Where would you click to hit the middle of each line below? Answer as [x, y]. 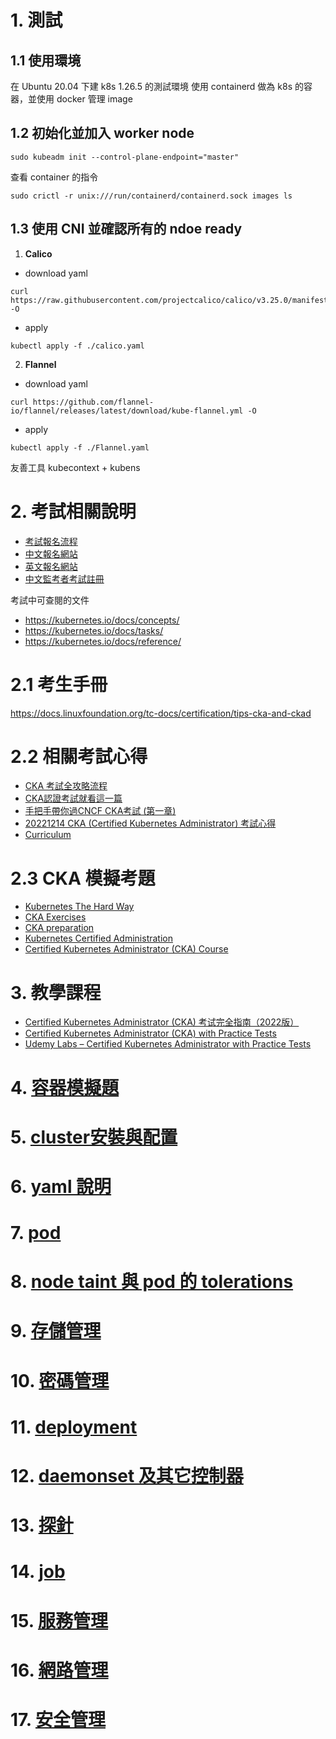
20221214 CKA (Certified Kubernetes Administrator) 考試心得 [150, 823]
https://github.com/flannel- [93, 402]
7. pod [36, 1233]
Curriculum [48, 835]
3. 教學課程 [56, 992]
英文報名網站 [51, 566]
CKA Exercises [55, 917]
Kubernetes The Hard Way [79, 907]
